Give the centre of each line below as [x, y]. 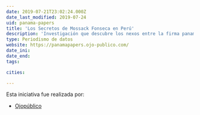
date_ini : [18, 51]
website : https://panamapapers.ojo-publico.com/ [68, 45]
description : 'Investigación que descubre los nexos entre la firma [93, 34]
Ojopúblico [28, 106]
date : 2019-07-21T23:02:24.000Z [46, 12]
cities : [16, 72]
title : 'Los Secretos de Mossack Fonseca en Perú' [70, 28]
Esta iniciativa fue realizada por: [45, 94]
